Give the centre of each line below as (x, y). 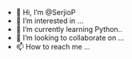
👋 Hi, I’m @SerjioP (46, 12)
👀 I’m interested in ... (50, 21)
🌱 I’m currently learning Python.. (69, 29)
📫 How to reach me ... (53, 47)
